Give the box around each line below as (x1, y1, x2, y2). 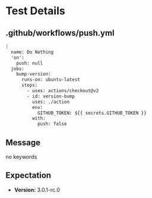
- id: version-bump (27, 93, 75, 99)
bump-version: (16, 71, 51, 77)
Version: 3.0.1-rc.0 (14, 186, 60, 193)
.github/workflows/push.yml (5, 28, 115, 38)
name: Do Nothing (11, 49, 54, 55)
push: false (37, 121, 67, 127)
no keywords (5, 153, 37, 160)
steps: (21, 82, 38, 89)
